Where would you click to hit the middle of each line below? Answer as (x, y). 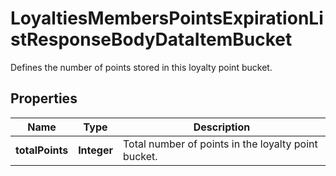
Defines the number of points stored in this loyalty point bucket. (141, 67)
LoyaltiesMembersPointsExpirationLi (167, 18)
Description (222, 127)
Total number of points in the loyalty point (220, 144)
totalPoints (42, 150)
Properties (44, 98)
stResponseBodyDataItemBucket (151, 39)
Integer (95, 150)
